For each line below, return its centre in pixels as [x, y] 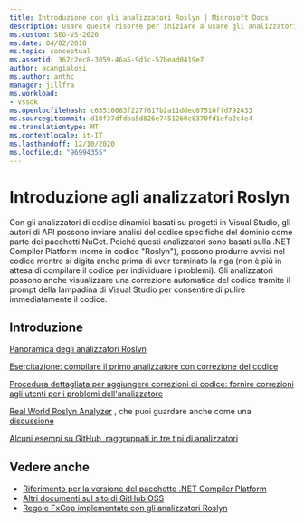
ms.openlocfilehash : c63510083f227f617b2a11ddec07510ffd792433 [131, 110]
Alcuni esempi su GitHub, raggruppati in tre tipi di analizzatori [123, 439]
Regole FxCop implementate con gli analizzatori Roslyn [125, 508]
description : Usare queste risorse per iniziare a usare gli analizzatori [153, 26]
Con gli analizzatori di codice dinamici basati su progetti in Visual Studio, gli [150, 222]
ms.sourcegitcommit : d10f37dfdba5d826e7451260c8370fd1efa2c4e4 [131, 119]
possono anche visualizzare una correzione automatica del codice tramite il [150, 280]
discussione [32, 421]
